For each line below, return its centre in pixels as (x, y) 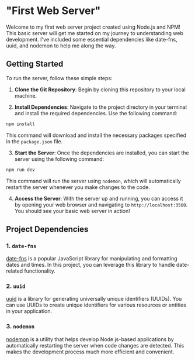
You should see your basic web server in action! (72, 211)
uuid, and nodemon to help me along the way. (61, 46)
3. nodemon (20, 326)
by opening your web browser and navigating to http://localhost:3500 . (101, 204)
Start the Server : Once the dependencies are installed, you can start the (102, 153)
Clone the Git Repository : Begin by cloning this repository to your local (100, 90)
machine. (26, 95)
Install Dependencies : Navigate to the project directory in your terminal (100, 107)
